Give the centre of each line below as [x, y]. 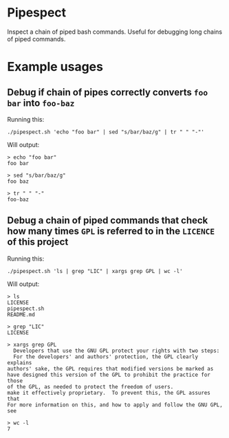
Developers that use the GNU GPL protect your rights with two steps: [117, 351]
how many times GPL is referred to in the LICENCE [111, 231]
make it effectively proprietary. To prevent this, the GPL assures [109, 393]
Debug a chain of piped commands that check [108, 220]
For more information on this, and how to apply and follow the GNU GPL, [115, 405]
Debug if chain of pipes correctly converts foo [108, 92]
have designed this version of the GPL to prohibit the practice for [109, 375]
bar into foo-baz [41, 103]
